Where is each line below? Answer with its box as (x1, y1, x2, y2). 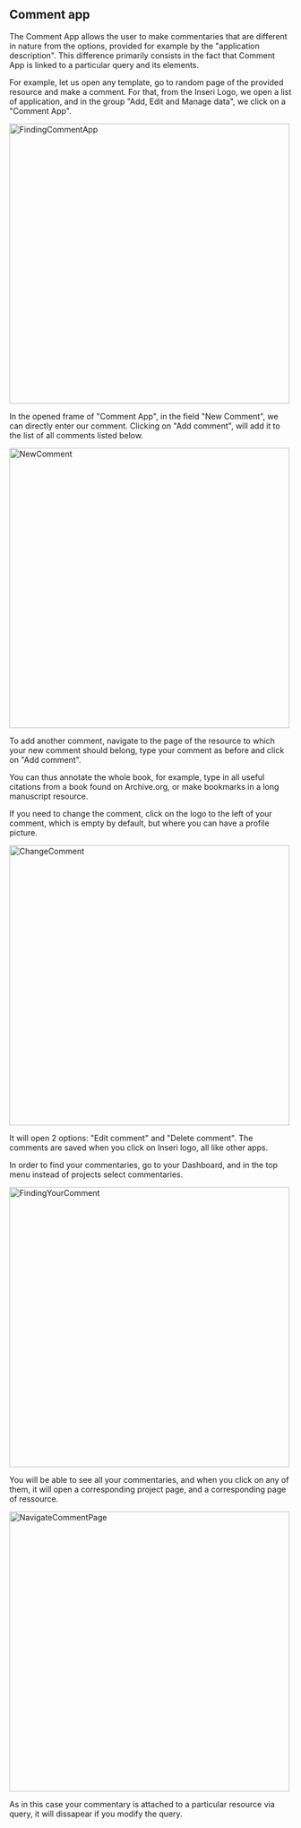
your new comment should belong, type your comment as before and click (9, 744, 285, 756)
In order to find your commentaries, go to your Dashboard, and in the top (9, 1159, 279, 1170)
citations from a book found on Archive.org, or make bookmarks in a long (9, 781, 279, 792)
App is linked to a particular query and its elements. (9, 59, 200, 70)
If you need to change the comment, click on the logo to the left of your (9, 808, 273, 819)
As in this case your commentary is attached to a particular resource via (9, 1798, 275, 1809)
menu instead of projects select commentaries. (9, 1169, 184, 1180)
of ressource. (9, 1493, 59, 1504)
